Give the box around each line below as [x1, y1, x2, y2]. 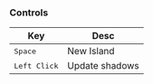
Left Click [14, 61, 59, 70]
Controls [9, 6, 49, 19]
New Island [67, 45, 115, 58]
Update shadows [67, 60, 139, 72]
